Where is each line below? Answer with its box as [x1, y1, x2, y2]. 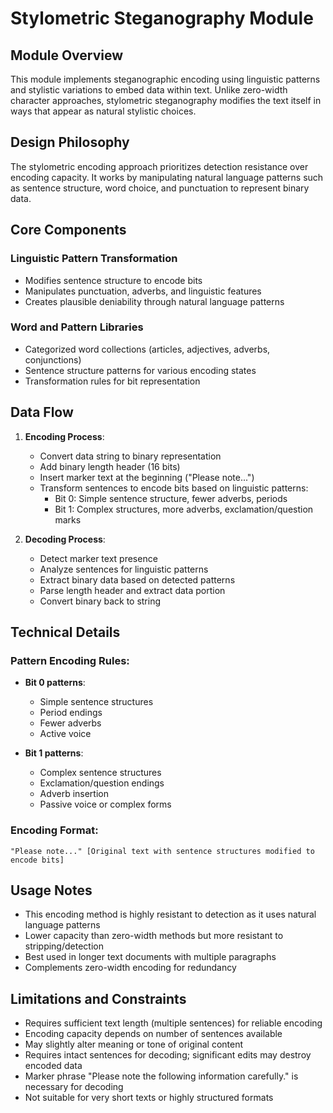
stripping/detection [24, 940, 104, 952]
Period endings [39, 707, 103, 719]
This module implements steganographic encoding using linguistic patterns [10, 73, 321, 85]
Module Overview [10, 47, 124, 64]
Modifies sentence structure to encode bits [24, 274, 203, 286]
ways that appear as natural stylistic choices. [10, 105, 197, 117]
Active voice [39, 728, 92, 740]
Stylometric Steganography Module [10, 7, 314, 30]
